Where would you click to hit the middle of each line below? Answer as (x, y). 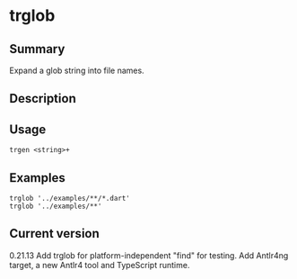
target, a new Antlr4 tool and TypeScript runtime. (100, 265)
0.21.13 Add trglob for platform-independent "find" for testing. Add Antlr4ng (149, 255)
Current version (55, 234)
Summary (37, 49)
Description (43, 99)
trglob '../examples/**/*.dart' (70, 199)
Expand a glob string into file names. (77, 70)
